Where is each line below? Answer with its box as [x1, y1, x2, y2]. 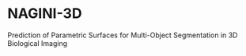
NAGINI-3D [7, 5, 82, 23]
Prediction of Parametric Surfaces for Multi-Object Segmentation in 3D [7, 30, 238, 40]
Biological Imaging [7, 38, 68, 47]
